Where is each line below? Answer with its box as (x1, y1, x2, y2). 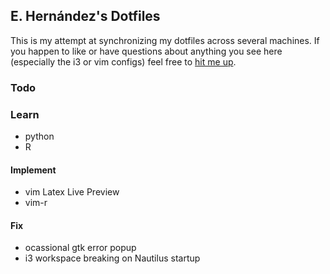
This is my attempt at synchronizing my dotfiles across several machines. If (10, 34, 320, 46)
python (24, 130, 55, 143)
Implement (10, 164, 57, 176)
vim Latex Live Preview (24, 186, 120, 198)
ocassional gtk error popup (24, 242, 137, 254)
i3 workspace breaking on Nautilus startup (24, 252, 201, 264)
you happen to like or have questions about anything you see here (10, 45, 283, 57)
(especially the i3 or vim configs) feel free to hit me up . (10, 55, 237, 68)
